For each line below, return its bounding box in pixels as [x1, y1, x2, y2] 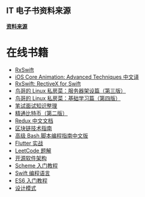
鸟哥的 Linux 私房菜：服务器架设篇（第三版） [14, 87, 126, 94]
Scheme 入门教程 [14, 162, 58, 169]
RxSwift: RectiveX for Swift [14, 80, 81, 87]
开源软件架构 [14, 154, 47, 162]
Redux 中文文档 [14, 117, 54, 124]
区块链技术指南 [14, 125, 52, 132]
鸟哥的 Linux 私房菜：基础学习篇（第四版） [14, 95, 121, 102]
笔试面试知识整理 [14, 102, 58, 109]
